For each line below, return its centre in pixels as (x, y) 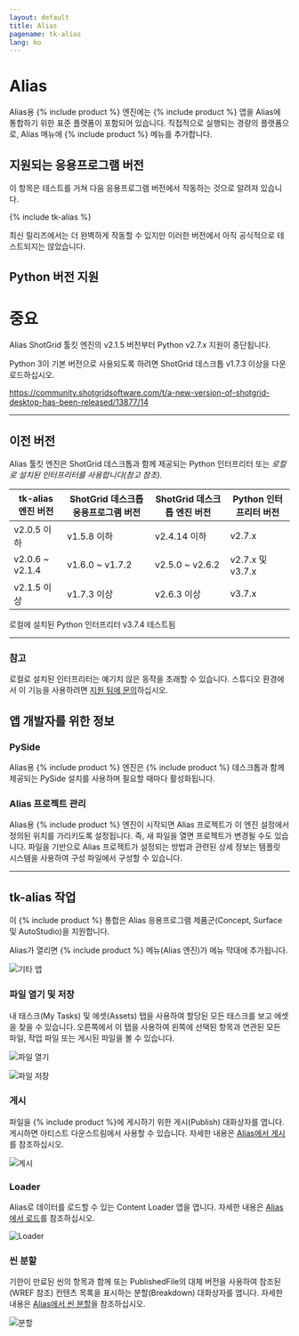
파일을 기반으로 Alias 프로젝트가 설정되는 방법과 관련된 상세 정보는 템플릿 (154, 847)
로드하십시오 (31, 375)
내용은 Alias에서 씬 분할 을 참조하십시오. (77, 1304)
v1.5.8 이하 (90, 536)
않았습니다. (67, 246)
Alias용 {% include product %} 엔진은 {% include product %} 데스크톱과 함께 (147, 768)
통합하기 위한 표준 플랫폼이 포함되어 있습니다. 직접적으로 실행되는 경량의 (134, 123)
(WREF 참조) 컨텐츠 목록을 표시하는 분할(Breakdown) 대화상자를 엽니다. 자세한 (146, 1293)
